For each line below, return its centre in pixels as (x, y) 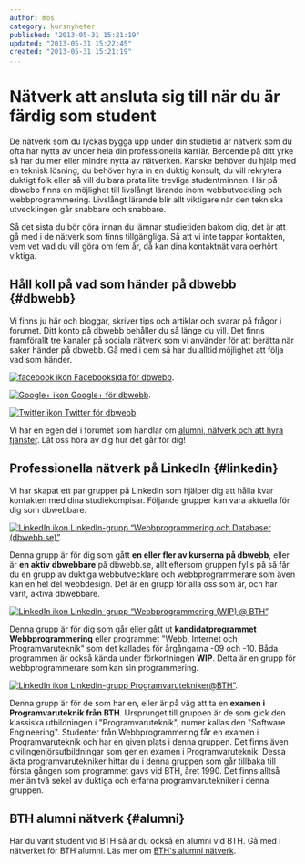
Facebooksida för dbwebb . (124, 377)
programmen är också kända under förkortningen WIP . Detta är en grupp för (152, 658)
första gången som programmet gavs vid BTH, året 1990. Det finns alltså (145, 770)
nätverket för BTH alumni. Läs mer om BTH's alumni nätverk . (123, 850)
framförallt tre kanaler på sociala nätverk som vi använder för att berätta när (152, 340)
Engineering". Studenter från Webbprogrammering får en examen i (134, 732)
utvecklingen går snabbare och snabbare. (88, 210)
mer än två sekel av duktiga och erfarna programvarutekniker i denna (139, 780)
